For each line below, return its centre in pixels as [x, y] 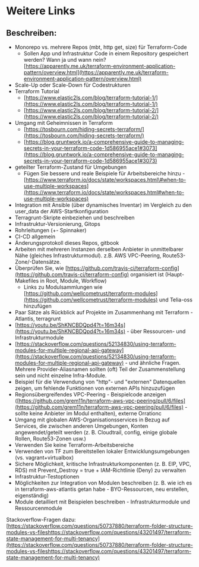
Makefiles [27, 281]
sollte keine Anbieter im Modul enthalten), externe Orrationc [88, 413]
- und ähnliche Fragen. [153, 363]
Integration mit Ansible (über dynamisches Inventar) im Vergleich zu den [103, 205]
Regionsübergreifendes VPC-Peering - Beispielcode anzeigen [90, 394]
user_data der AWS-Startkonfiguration [61, 211]
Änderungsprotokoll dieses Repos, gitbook [67, 243]
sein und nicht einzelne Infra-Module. [61, 375]
